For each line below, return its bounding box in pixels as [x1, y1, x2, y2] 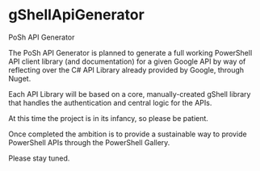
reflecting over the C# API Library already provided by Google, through [8, 65, 245, 74]
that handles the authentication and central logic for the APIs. [8, 98, 212, 107]
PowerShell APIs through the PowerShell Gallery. [8, 137, 170, 147]
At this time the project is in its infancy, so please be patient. [8, 113, 208, 123]
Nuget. [8, 73, 31, 83]
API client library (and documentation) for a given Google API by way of [8, 56, 246, 66]
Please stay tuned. [8, 153, 70, 163]
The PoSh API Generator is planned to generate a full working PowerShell [8, 48, 253, 57]
